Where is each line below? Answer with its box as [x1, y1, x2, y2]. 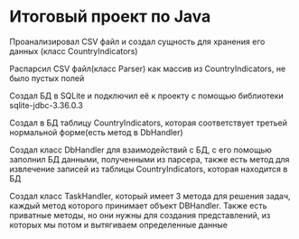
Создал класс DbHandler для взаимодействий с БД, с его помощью [9, 144, 273, 155]
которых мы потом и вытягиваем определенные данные [9, 219, 229, 230]
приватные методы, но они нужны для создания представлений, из [9, 209, 271, 220]
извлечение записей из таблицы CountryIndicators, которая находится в [9, 163, 288, 174]
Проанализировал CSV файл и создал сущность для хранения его [9, 36, 266, 47]
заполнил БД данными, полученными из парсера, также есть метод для [9, 153, 290, 164]
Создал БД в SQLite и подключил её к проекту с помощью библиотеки [9, 90, 285, 101]
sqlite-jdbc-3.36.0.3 [9, 99, 83, 110]
